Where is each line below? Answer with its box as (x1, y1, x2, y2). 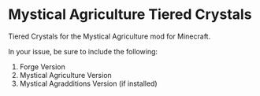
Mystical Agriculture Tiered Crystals (8, 6, 252, 24)
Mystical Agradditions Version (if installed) (19, 79, 158, 88)
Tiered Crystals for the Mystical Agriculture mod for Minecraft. (8, 31, 211, 41)
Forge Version (19, 61, 65, 72)
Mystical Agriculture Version (19, 70, 112, 79)
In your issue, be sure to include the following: (8, 46, 158, 56)
